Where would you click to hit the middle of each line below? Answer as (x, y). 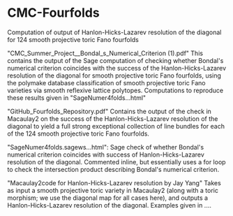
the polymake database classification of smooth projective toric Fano (106, 82)
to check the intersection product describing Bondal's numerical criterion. (113, 169)
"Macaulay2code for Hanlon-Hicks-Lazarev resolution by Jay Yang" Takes (114, 182)
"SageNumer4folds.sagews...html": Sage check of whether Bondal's (106, 147)
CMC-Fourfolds (53, 13)
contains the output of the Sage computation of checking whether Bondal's (115, 60)
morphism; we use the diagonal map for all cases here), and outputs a (107, 198)
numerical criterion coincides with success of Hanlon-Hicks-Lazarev (106, 154)
